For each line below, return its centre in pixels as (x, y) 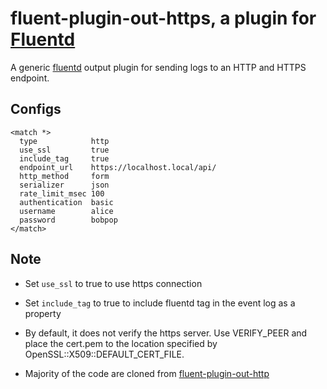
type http (64, 141)
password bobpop (68, 220)
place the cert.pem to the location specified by (121, 343)
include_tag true (64, 158)
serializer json (64, 185)
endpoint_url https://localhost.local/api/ (118, 167)
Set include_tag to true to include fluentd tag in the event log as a (160, 303)
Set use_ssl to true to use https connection (113, 283)
